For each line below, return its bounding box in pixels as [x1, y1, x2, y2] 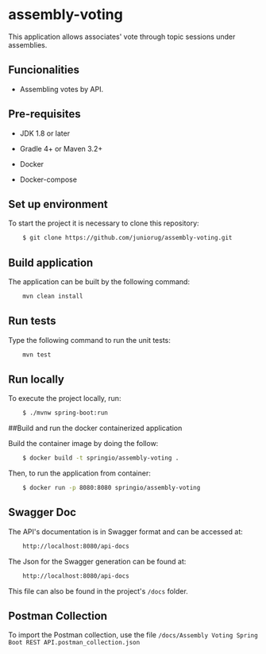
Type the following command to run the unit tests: [8, 335, 171, 344]
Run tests [8, 314, 56, 328]
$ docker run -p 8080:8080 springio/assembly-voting [22, 484, 201, 492]
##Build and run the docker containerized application [8, 423, 183, 433]
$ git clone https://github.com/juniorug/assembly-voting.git [22, 234, 233, 242]
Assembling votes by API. [19, 84, 104, 94]
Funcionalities [8, 63, 79, 77]
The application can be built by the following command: [8, 277, 191, 287]
